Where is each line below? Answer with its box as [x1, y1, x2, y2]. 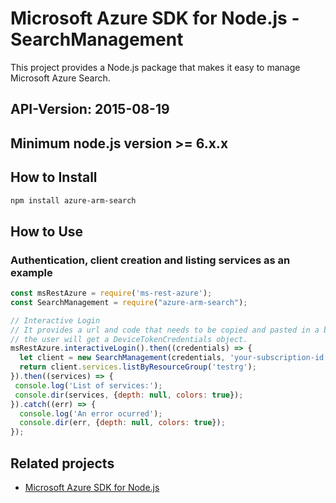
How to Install [10, 169, 98, 186]
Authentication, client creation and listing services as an [10, 253, 291, 267]
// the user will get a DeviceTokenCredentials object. [10, 334, 248, 344]
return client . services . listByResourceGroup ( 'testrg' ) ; [19, 362, 257, 372]
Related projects [10, 455, 115, 472]
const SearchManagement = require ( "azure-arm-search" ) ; [10, 297, 248, 307]
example [10, 265, 53, 279]
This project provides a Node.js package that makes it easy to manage [10, 61, 301, 73]
